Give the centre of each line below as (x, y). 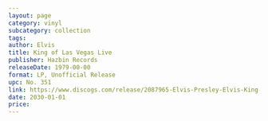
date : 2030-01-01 (37, 97)
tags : (17, 38)
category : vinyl (35, 23)
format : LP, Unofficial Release (62, 75)
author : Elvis (32, 45)
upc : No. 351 (30, 82)
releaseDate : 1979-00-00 (49, 68)
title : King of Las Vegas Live (60, 53)
